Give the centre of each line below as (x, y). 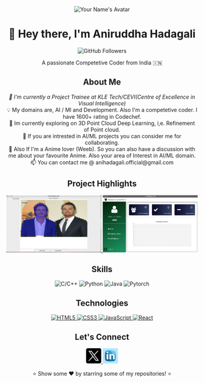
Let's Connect (102, 337)
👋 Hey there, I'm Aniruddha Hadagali (102, 34)
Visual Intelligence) (102, 103)
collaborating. (102, 142)
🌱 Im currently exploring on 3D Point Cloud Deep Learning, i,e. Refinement (102, 123)
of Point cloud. (102, 129)
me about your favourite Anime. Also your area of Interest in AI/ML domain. (102, 155)
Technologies (102, 303)
